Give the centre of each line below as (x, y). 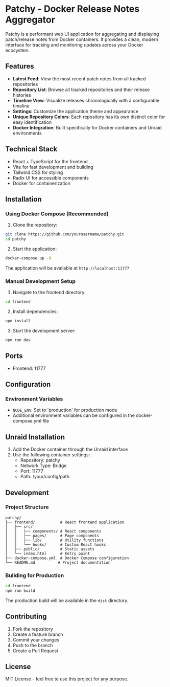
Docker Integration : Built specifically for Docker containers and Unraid (87, 127)
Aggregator (30, 20)
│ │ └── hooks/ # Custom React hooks (56, 545)
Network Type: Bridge (43, 466)
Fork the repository (33, 629)
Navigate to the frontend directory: (49, 293)
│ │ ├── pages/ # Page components (52, 536)
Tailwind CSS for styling (38, 172)
